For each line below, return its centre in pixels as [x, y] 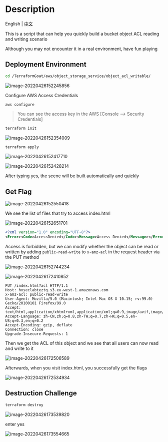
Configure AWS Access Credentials [42, 95]
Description [30, 9]
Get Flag [18, 191]
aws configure [20, 104]
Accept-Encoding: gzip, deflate [39, 325]
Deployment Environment [46, 64]
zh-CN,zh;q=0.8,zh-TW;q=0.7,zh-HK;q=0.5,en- [90, 316]
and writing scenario [26, 39]
